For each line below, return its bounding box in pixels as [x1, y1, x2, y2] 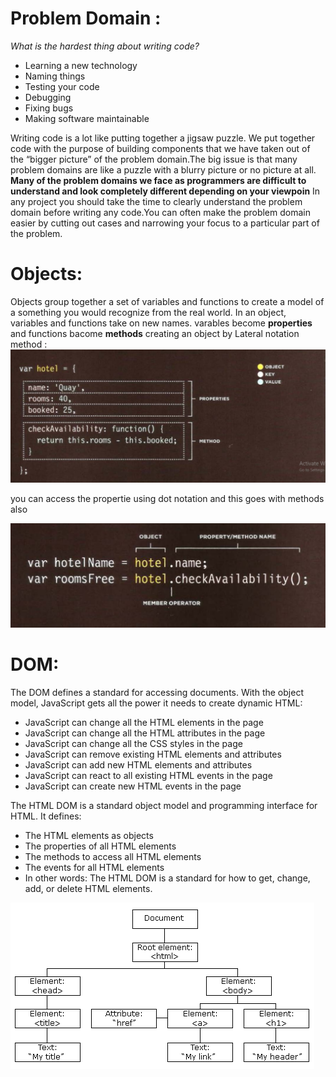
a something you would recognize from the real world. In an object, [10, 306, 287, 318]
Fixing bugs [24, 102, 74, 114]
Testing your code [24, 80, 100, 92]
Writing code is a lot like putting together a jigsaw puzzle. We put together [10, 132, 316, 144]
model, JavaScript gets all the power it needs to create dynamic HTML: [10, 697, 303, 709]
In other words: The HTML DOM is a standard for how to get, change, [24, 872, 311, 884]
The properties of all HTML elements [24, 840, 177, 852]
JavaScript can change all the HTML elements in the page [24, 716, 264, 728]
